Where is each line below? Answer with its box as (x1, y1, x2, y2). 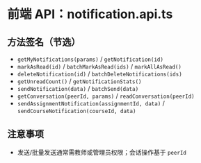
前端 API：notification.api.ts (7, 6, 173, 22)
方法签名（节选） (7, 36, 81, 48)
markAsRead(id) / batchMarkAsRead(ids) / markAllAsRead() (17, 62, 182, 70)
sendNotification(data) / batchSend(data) (17, 85, 139, 92)
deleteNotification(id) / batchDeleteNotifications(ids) (17, 70, 182, 78)
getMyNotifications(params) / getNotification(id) (17, 55, 163, 63)
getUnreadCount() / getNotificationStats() (17, 77, 142, 85)
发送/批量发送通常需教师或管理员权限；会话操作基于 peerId (17, 148, 186, 156)
